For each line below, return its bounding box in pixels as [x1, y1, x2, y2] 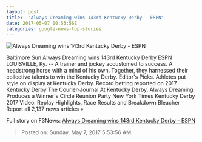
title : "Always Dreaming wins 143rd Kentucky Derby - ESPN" [6, 15, 164, 21]
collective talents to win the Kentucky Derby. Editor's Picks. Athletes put [6, 73, 186, 80]
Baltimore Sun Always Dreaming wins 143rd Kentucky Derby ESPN [6, 54, 172, 61]
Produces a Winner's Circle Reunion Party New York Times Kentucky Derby [6, 92, 195, 100]
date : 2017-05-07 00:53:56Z [6, 20, 78, 26]
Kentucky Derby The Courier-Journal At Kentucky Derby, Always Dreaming [6, 86, 194, 94]
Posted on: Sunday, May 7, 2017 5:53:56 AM [21, 129, 132, 136]
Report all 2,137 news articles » [6, 105, 84, 112]
